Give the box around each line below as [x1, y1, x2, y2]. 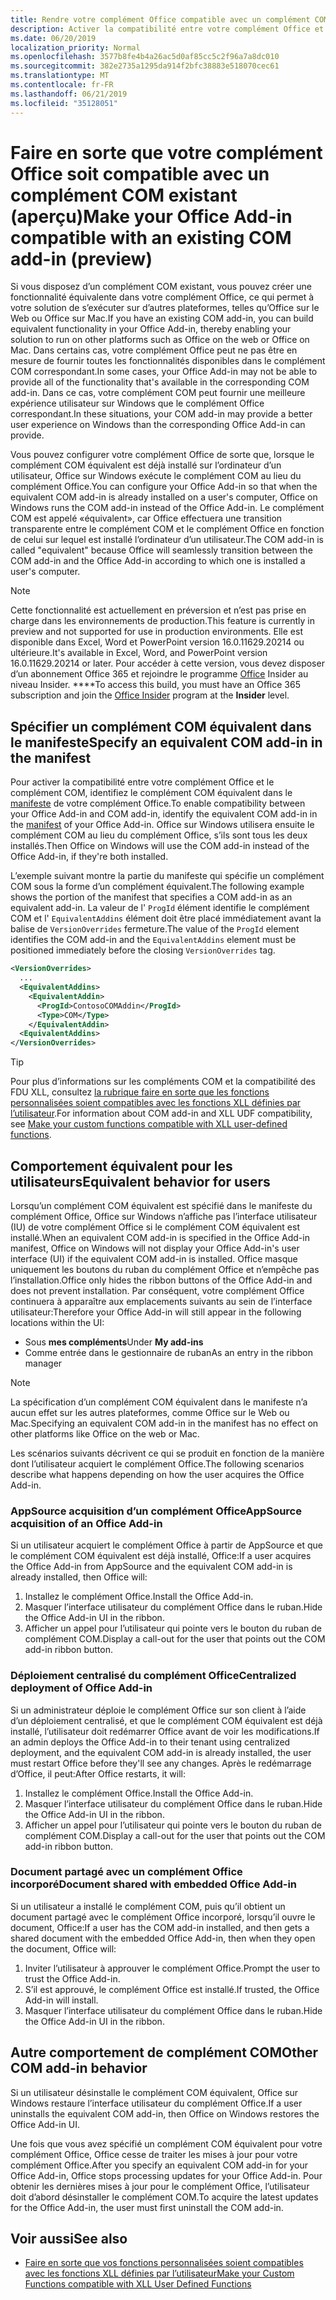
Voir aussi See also [10, 2231, 128, 2248]
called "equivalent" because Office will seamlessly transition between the [10, 544, 313, 556]
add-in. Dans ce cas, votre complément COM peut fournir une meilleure [10, 387, 306, 399]
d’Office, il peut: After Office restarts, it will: [10, 1767, 186, 1780]
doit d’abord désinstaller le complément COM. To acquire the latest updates [10, 2191, 319, 2203]
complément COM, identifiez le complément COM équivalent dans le [10, 787, 293, 799]
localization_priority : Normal [10, 42, 141, 53]
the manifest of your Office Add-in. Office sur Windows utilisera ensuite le [10, 819, 315, 831]
